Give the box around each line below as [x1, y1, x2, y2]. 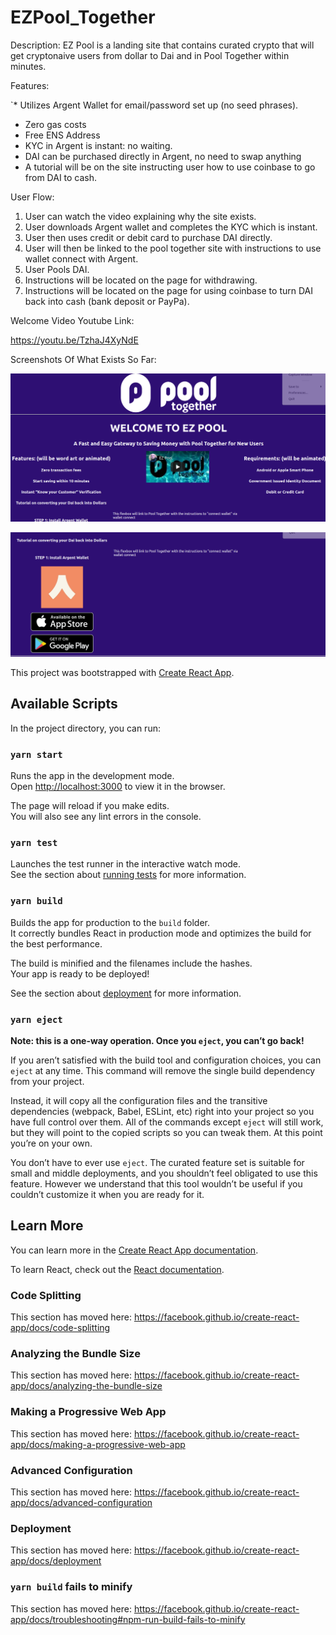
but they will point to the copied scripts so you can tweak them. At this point [10, 1127, 323, 1138]
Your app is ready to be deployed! [10, 967, 150, 980]
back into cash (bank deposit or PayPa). [24, 295, 190, 307]
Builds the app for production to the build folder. [10, 916, 211, 928]
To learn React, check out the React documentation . [10, 1263, 225, 1275]
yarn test [10, 837, 58, 849]
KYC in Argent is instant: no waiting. [24, 139, 173, 151]
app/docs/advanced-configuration [10, 1497, 153, 1508]
